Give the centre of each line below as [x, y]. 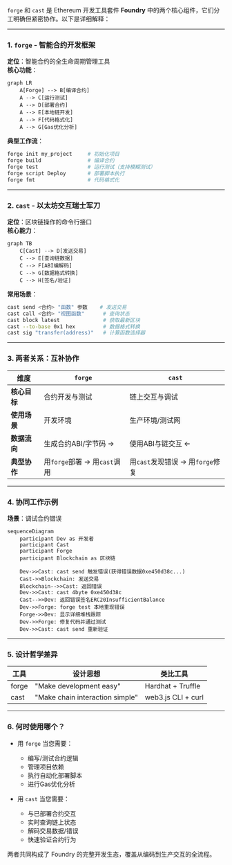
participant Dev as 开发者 [57, 539]
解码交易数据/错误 [53, 830]
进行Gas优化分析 [51, 784]
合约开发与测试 [68, 397]
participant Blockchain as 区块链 [68, 558]
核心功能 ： [22, 70]
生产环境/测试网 [155, 420]
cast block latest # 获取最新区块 [74, 320]
